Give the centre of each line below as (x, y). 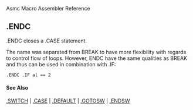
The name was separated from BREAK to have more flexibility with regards (96, 52)
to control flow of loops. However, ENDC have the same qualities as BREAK (97, 58)
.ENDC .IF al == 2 (28, 75)
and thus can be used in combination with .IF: (61, 64)
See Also (17, 88)
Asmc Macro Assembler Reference (48, 8)
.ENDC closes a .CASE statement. (46, 41)
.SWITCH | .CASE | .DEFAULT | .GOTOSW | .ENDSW (68, 101)
